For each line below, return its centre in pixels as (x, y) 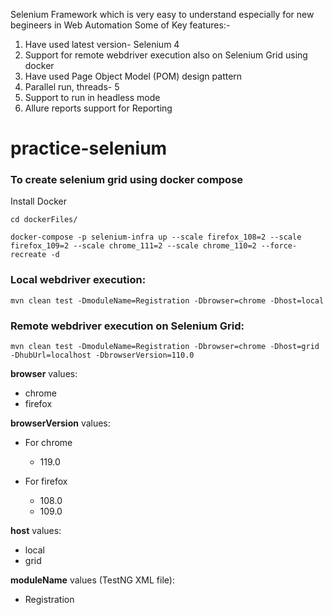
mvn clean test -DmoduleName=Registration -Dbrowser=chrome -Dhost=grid (165, 347)
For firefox (46, 481)
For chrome (48, 443)
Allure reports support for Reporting (98, 108)
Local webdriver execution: (78, 280)
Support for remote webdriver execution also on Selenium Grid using (166, 55)
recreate (28, 255)
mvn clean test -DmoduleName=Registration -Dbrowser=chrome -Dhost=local (167, 300)
